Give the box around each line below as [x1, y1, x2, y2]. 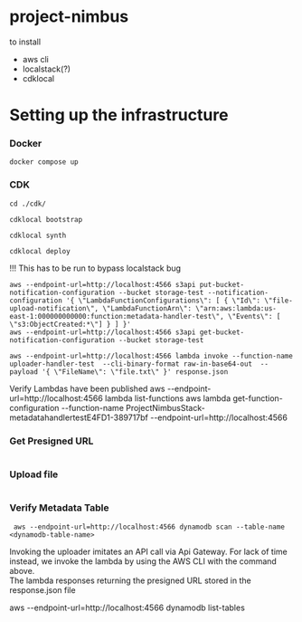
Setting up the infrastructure [9, 105, 229, 126]
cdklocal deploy [9, 246, 71, 255]
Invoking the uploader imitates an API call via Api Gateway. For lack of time [9, 546, 288, 557]
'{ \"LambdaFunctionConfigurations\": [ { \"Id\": [66, 296, 260, 305]
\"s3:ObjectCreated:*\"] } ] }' [9, 320, 131, 329]
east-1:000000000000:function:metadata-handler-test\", [9, 311, 224, 321]
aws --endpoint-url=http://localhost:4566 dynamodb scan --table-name [13, 522, 285, 531]
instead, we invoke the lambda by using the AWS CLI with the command [9, 555, 278, 567]
